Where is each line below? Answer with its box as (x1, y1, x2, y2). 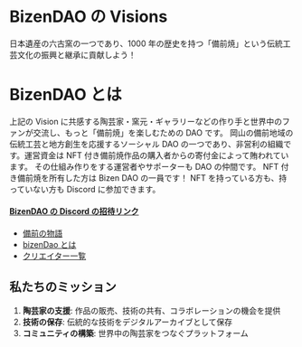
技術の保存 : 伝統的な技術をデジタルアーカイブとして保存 (22, 316, 233, 327)
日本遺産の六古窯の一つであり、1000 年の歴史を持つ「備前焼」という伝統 (9, 38, 283, 49)
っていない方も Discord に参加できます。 (9, 183, 161, 194)
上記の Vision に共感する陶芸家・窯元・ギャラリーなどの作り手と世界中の (9, 116, 283, 127)
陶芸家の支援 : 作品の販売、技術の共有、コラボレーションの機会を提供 (22, 305, 281, 315)
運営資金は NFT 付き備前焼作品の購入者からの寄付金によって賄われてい (24, 149, 289, 161)
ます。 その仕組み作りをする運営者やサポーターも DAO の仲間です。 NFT (9, 161, 279, 172)
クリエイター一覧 (22, 250, 87, 261)
